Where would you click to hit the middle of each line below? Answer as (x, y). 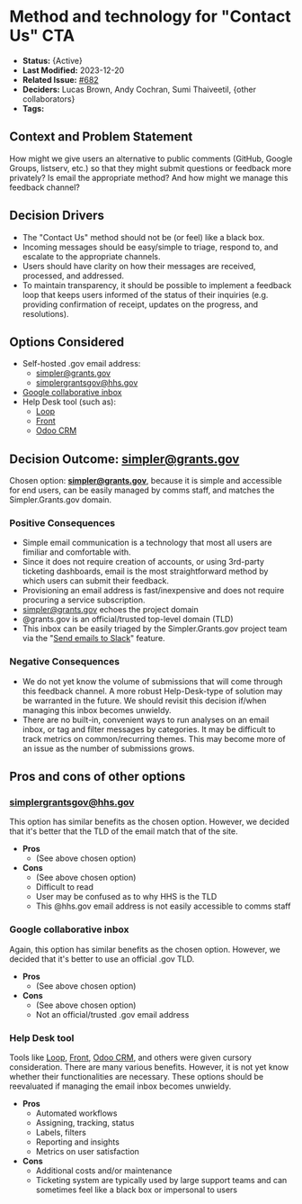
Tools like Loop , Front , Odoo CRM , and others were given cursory (130, 1058)
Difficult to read (65, 887)
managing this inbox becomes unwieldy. (97, 710)
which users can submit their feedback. (95, 581)
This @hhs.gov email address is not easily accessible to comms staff (163, 906)
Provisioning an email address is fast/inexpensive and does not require (153, 591)
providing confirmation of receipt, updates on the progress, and (140, 304)
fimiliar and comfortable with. (77, 552)
